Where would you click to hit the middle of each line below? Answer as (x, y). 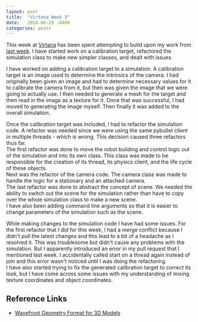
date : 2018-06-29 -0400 (38, 22)
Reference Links (37, 299)
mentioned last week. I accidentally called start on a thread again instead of (98, 255)
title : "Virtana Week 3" (38, 17)
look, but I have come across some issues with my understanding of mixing (98, 274)
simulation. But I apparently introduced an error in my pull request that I (93, 249)
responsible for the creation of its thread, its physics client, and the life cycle (99, 162)
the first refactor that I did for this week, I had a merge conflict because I (95, 230)
